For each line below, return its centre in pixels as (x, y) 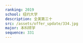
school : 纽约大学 (21, 14)
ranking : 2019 (20, 10)
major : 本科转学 (20, 28)
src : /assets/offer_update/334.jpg (42, 23)
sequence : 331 (20, 33)
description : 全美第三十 (29, 19)
